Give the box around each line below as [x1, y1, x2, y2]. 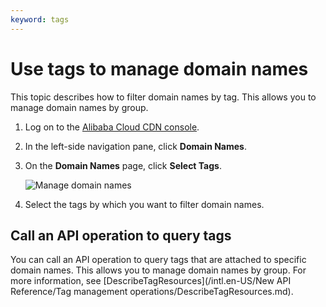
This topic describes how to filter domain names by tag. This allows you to [10, 91, 317, 103]
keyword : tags [10, 14, 70, 25]
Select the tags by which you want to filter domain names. [24, 198, 265, 210]
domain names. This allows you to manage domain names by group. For [10, 264, 307, 276]
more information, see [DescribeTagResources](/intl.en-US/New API [10, 275, 292, 287]
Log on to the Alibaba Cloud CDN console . [24, 121, 200, 133]
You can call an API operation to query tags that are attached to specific [10, 254, 307, 266]
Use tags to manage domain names [10, 57, 309, 80]
